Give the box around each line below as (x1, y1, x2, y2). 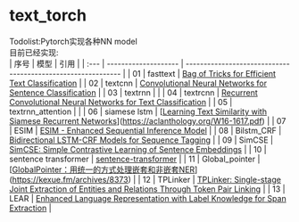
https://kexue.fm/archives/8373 (12, 174, 129, 185)
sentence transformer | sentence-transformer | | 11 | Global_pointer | (9, 153, 261, 164)
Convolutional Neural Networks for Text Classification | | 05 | (9, 96, 233, 107)
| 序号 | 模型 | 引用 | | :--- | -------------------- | (9, 58, 185, 69)
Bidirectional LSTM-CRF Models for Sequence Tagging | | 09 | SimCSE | (9, 135, 274, 145)
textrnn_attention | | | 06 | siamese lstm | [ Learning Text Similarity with (9, 106, 268, 117)
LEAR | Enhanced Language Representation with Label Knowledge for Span (9, 193, 287, 203)
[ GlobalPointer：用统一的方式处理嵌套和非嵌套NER (9, 164, 195, 175)
